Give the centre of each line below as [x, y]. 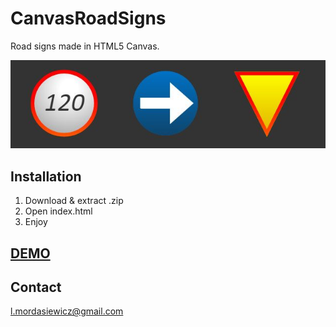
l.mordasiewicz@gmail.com [67, 311]
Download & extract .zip [74, 201]
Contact [36, 287]
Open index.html [58, 211]
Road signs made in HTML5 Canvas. [85, 46]
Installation [46, 176]
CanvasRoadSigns [88, 18]
